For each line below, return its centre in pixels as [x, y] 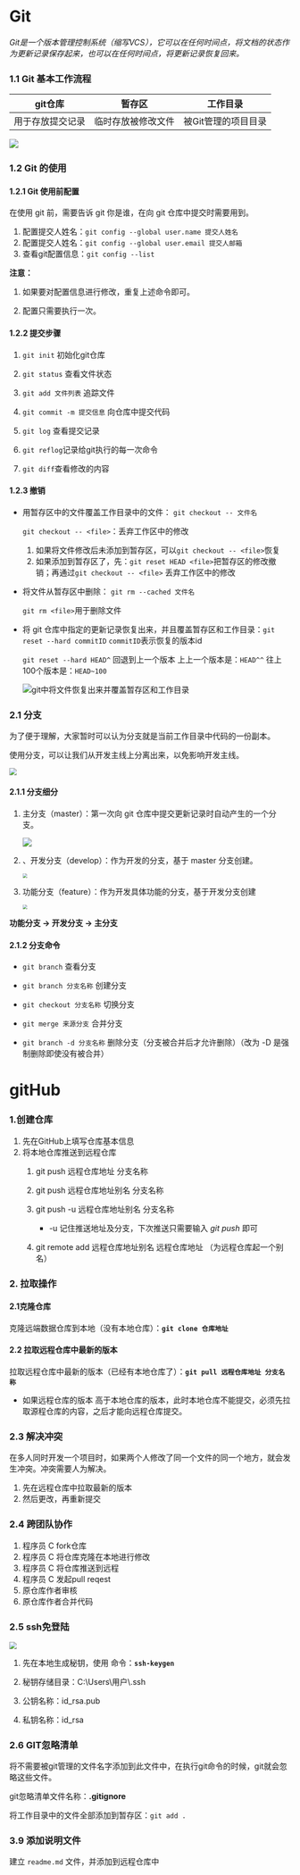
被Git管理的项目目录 [225, 121]
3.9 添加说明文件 [46, 1840]
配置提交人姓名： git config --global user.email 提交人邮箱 [132, 243]
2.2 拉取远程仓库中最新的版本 [63, 1350]
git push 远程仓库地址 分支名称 [92, 1171]
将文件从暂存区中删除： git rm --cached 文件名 [108, 591]
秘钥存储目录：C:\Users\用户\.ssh [84, 1681]
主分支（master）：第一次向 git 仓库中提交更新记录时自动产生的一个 [146, 813]
